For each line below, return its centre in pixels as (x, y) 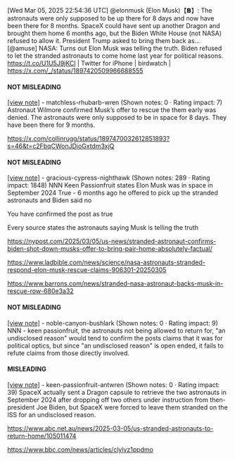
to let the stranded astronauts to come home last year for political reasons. (115, 56)
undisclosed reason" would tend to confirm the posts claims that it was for (115, 338)
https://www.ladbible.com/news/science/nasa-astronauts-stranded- (106, 262)
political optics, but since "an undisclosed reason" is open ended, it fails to (115, 345)
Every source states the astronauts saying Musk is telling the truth (103, 228)
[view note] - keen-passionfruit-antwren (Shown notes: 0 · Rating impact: (114, 385)
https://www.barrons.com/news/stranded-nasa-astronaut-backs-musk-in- (115, 283)
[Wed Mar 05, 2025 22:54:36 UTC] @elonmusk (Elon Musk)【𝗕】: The (110, 10)
